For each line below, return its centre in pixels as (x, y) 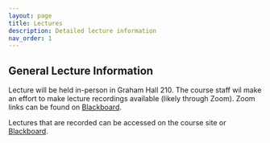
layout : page (30, 16)
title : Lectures (35, 23)
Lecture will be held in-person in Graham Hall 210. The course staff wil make (135, 90)
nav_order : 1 (30, 38)
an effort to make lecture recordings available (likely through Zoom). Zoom (132, 99)
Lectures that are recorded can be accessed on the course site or (117, 123)
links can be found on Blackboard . (65, 107)
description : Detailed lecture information (83, 31)
